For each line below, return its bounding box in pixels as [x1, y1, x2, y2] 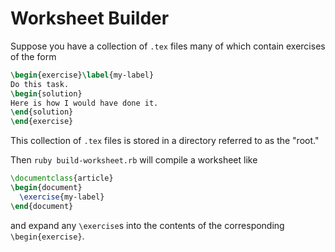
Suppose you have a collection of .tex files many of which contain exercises [10, 40, 326, 52]
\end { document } [10, 201, 74, 211]
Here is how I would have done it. [10, 98, 159, 108]
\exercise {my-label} [19, 192, 105, 202]
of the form [10, 50, 57, 62]
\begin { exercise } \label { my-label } [10, 70, 155, 80]
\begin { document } [10, 183, 83, 193]
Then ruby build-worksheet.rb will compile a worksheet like [10, 154, 258, 166]
